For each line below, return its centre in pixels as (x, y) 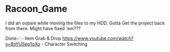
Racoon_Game (36, 9)
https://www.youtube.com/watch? (98, 38)
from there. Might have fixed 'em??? (43, 28)
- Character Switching (64, 44)
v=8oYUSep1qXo (23, 44)
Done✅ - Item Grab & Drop (33, 38)
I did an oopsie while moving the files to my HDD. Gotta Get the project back (85, 23)
